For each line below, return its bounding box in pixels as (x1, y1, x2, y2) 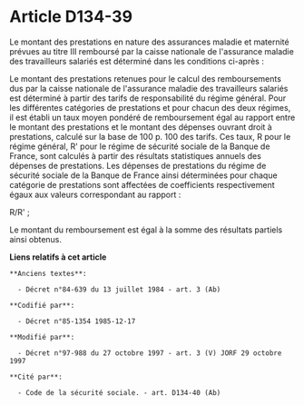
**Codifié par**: (9, 301, 75, 310)
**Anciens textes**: (9, 269, 88, 278)
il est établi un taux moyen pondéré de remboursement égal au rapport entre (9, 112, 296, 123)
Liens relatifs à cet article (9, 252, 107, 262)
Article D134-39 (9, 6, 133, 27)
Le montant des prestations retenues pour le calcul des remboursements (9, 73, 281, 84)
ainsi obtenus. (9, 233, 62, 244)
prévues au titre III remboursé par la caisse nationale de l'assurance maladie (9, 45, 295, 56)
